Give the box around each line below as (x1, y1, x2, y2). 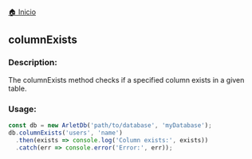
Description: (8, 57, 57, 68)
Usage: (8, 103, 37, 114)
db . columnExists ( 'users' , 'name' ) (8, 129, 124, 137)
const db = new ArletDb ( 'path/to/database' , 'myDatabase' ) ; (8, 121, 213, 130)
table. (8, 83, 27, 93)
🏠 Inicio (8, 7, 37, 17)
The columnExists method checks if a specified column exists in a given (8, 75, 245, 84)
